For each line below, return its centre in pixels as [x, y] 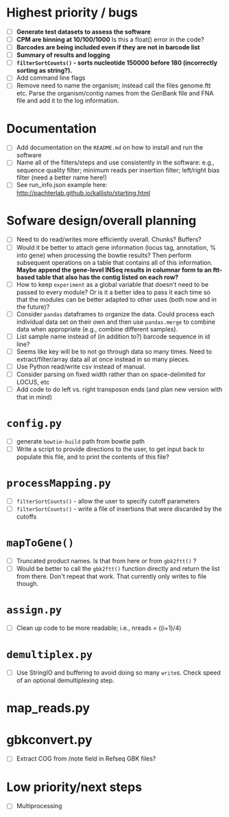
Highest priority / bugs [72, 13]
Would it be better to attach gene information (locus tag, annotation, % [116, 247]
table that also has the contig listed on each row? [107, 277]
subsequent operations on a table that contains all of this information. [114, 262]
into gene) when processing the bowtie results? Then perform [104, 255]
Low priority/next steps [74, 787]
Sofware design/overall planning [101, 220]
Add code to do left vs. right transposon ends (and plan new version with [119, 389]
